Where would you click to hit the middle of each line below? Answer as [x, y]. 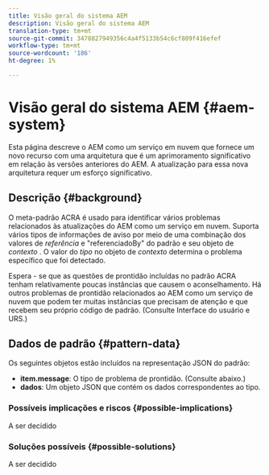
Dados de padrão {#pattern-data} [95, 344]
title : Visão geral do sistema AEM [68, 16]
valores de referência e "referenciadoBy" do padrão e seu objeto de [121, 243]
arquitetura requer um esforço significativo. [81, 172]
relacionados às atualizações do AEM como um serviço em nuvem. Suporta [134, 225]
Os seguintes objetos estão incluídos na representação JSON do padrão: [129, 363]
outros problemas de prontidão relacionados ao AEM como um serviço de [131, 293]
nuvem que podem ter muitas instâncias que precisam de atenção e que [128, 301]
